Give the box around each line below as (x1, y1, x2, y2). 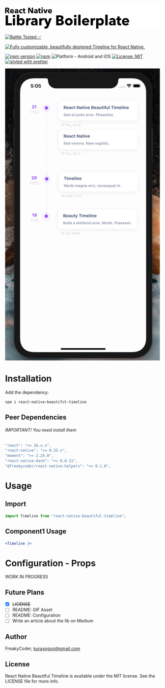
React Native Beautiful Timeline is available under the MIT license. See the (5, 673, 156, 679)
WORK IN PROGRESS (5, 574, 48, 580)
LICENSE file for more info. (5, 678, 59, 684)
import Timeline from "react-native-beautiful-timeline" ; (5, 513, 126, 518)
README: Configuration (12, 613, 61, 618)
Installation (5, 373, 52, 384)
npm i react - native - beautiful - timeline (5, 399, 87, 405)
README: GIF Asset (12, 607, 53, 613)
